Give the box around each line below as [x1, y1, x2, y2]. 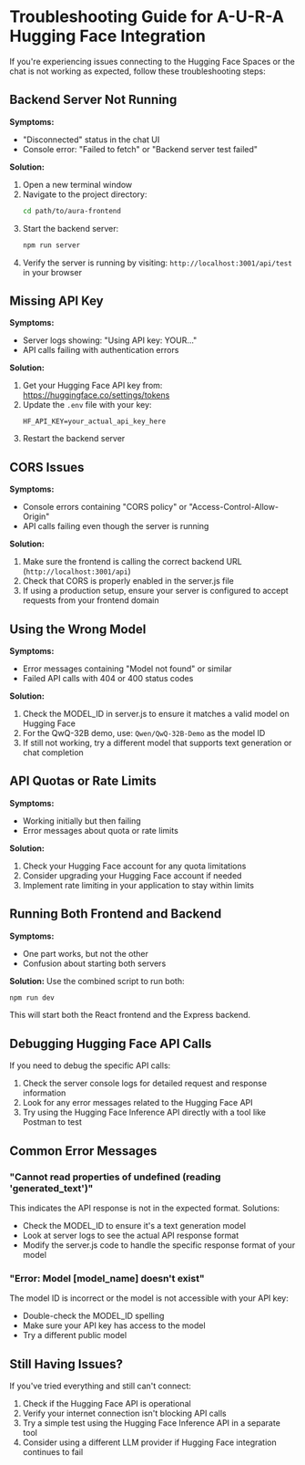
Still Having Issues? [9, 1356, 124, 1372]
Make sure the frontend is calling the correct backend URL [22, 556, 243, 567]
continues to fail [22, 1447, 84, 1458]
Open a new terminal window [22, 179, 133, 190]
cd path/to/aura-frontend [22, 206, 121, 215]
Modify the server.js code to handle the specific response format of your [22, 1239, 296, 1251]
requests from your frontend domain [22, 595, 159, 606]
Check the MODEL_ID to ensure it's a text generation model [22, 1220, 247, 1231]
